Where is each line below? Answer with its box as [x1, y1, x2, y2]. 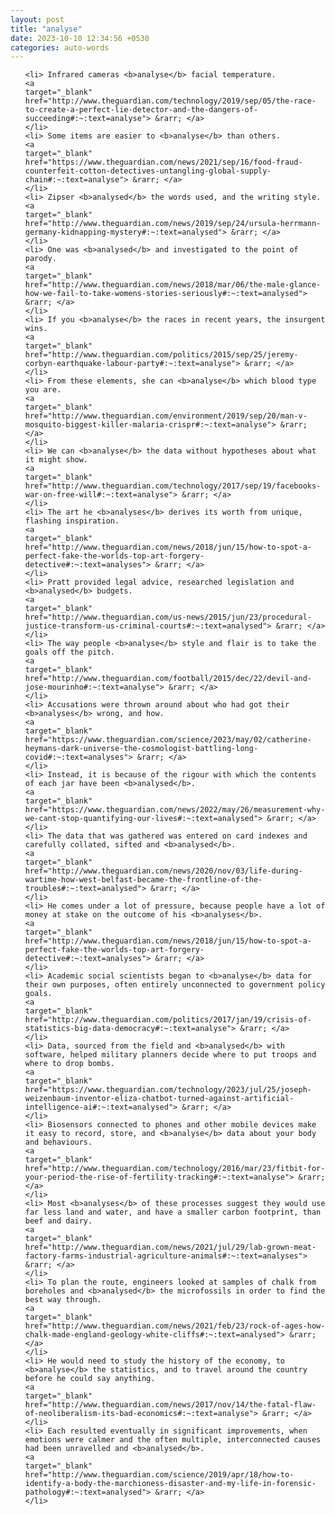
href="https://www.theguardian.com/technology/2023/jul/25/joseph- [24, 1085, 312, 1095]
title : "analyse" [10, 24, 83, 34]
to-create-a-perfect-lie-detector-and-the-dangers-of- [24, 105, 259, 115]
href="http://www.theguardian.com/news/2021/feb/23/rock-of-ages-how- [24, 1321, 326, 1331]
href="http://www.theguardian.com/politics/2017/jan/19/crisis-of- [24, 1015, 312, 1025]
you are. [24, 385, 62, 395]
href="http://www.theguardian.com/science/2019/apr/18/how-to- [24, 1470, 295, 1480]
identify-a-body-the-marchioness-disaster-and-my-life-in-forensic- [24, 1479, 317, 1489]
